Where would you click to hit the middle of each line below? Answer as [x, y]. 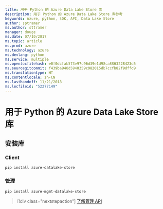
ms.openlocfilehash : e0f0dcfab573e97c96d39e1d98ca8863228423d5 [71, 64]
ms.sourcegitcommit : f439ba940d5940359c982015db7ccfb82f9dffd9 [71, 69]
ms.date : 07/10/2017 [26, 37]
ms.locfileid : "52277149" [31, 86]
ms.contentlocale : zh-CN [30, 77]
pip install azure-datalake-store [40, 168]
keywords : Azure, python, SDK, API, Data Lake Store [60, 18]
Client [12, 157]
